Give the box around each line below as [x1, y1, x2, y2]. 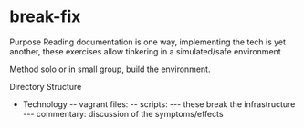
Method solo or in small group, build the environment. [9, 64, 211, 74]
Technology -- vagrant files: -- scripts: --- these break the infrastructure [22, 98, 296, 110]
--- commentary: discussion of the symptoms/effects [22, 108, 224, 119]
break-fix [9, 6, 81, 27]
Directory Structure [9, 81, 82, 92]
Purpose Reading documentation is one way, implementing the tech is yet [9, 36, 286, 47]
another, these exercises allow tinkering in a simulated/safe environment [9, 45, 281, 56]
